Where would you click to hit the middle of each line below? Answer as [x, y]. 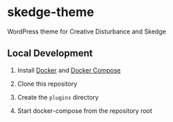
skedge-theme [51, 12]
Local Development [50, 53]
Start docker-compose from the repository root [85, 110]
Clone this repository [47, 84]
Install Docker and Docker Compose [69, 70]
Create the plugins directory [58, 97]
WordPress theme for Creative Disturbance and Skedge [87, 31]
